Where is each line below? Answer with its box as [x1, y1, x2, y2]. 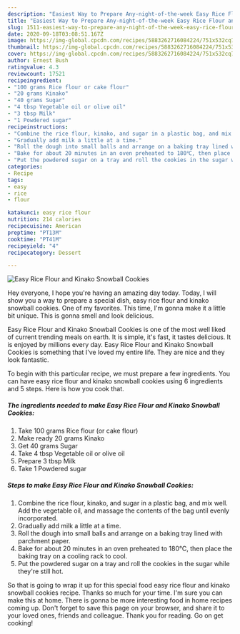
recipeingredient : [7, 76, 62, 84]
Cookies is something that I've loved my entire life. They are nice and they [7, 348, 225, 357]
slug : [7, 24, 24, 31]
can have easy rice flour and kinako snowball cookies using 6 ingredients [7, 377, 224, 386]
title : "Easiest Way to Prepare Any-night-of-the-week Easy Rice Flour [7, 17, 225, 24]
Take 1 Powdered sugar [17, 465, 87, 473]
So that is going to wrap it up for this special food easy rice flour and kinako [7, 581, 231, 590]
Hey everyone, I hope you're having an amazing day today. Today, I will [7, 288, 216, 297]
